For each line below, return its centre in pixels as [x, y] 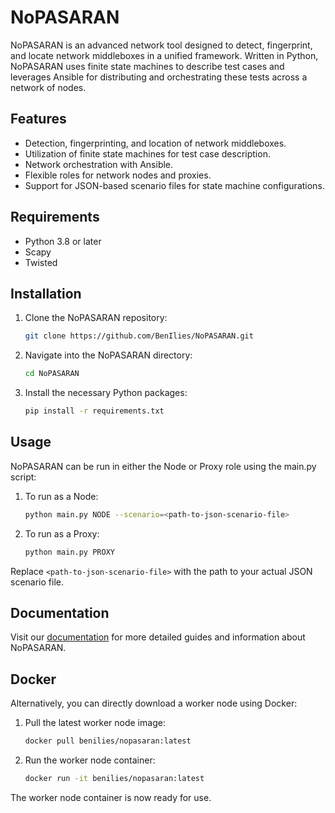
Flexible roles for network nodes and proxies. [118, 175]
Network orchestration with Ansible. [99, 164]
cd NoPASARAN [52, 374]
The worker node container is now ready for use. [111, 797]
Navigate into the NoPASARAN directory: [108, 355]
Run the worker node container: [90, 760]
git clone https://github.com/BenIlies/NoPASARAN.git [139, 336]
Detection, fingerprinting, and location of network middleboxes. [155, 143]
